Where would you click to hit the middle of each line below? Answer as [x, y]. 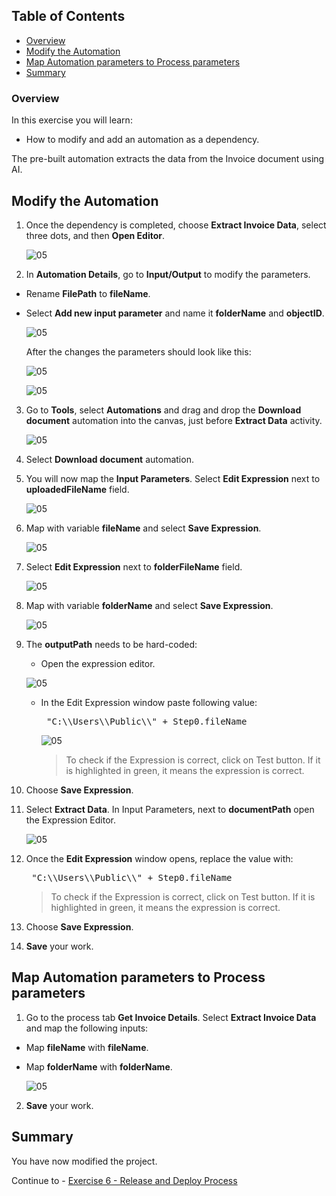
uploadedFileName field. [77, 489]
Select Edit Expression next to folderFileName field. [134, 566]
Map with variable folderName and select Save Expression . [149, 605]
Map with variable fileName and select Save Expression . [143, 528]
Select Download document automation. [109, 459]
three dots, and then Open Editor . [95, 235]
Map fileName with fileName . [87, 1047]
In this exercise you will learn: [72, 120]
